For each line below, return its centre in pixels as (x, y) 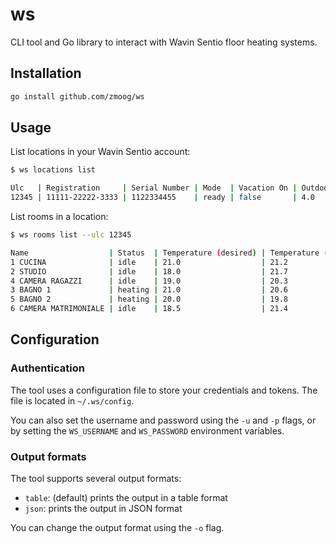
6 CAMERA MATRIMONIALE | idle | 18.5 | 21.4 (149, 309)
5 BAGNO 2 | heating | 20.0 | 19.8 (149, 299)
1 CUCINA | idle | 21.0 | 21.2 (149, 262)
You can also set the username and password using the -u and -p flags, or (163, 420)
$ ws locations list (53, 170)
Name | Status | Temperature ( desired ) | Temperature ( (169, 253)
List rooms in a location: (59, 217)
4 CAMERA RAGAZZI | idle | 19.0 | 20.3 (149, 281)
